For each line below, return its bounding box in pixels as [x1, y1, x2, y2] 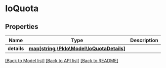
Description [130, 37, 159, 44]
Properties [5, 23, 39, 31]
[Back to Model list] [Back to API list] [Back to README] [5, 58, 119, 64]
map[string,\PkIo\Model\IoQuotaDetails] [29, 45, 126, 52]
